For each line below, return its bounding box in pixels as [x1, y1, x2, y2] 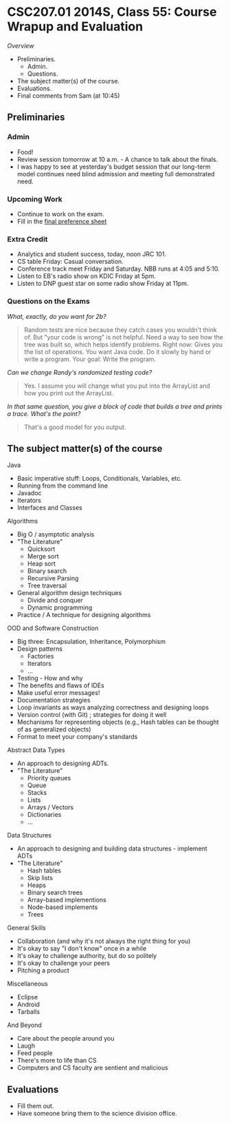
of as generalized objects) [16, 725, 91, 733]
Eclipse [16, 993, 38, 1001]
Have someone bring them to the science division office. [16, 1110, 177, 1118]
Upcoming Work [7, 194, 63, 204]
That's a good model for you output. [23, 423, 126, 431]
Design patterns [16, 645, 63, 653]
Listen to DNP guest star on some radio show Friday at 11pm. [16, 280, 189, 288]
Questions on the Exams [7, 297, 91, 306]
